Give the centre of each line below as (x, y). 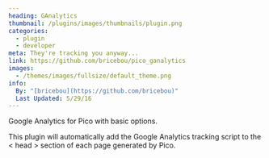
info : (17, 83)
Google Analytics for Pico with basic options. (83, 121)
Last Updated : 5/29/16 (54, 98)
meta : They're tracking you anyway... (74, 53)
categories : (28, 31)
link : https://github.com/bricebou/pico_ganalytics (97, 61)
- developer (36, 46)
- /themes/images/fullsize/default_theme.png (94, 76)
